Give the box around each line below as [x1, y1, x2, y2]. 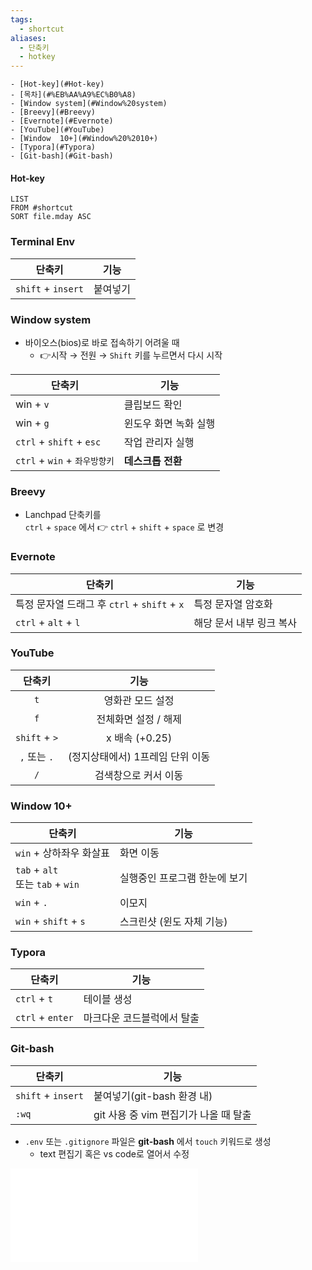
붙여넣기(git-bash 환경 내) [93, 1089, 213, 1103]
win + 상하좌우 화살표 [15, 846, 110, 860]
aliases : [10, 33, 47, 43]
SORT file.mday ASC [10, 212, 92, 222]
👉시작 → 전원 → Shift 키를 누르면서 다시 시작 [39, 349, 223, 361]
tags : [10, 14, 33, 25]
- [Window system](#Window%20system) [10, 99, 168, 109]
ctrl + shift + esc [15, 434, 102, 448]
